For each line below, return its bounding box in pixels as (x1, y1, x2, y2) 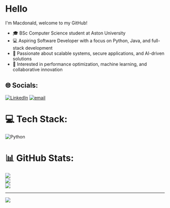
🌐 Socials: (5, 81, 38, 90)
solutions (12, 55, 32, 61)
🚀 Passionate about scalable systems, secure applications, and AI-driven (12, 50, 164, 56)
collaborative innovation (12, 66, 63, 73)
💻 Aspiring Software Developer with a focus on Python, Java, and (12, 38, 151, 44)
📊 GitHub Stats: (5, 152, 74, 164)
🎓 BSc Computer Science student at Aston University (12, 30, 125, 36)
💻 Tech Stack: (5, 113, 68, 125)
